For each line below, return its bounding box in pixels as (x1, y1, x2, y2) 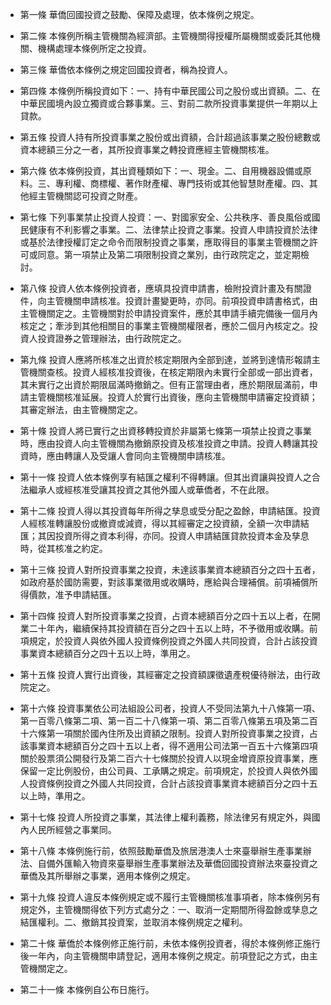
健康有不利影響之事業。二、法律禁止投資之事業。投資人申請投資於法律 (28, 224, 318, 235)
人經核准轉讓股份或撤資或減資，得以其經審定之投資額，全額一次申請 (19, 518, 301, 529)
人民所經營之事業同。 (28, 824, 117, 835)
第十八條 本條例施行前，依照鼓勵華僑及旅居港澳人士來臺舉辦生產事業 (19, 845, 303, 857)
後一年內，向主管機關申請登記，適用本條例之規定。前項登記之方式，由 (19, 950, 310, 962)
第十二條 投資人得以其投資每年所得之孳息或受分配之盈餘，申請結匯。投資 (19, 505, 321, 517)
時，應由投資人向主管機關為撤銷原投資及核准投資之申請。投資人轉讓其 (19, 438, 310, 449)
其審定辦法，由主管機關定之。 (19, 404, 143, 415)
